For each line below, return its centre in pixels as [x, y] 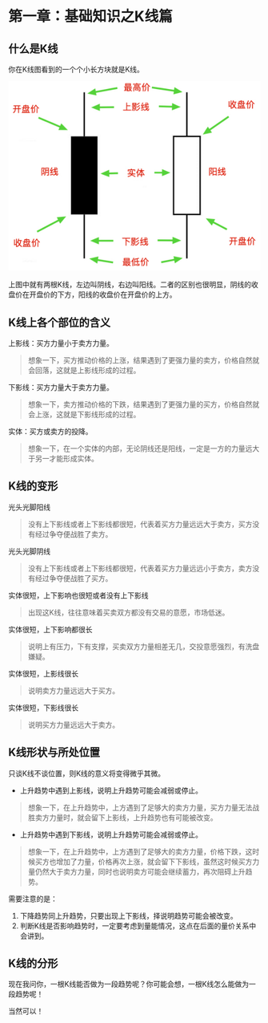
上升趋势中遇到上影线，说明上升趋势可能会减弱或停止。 [111, 790]
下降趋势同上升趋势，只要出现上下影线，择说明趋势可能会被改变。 [128, 915]
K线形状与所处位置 [54, 752]
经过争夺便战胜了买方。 [74, 578]
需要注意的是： [33, 899]
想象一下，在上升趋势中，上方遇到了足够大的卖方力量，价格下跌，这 [140, 851]
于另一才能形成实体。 [63, 459]
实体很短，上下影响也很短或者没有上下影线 [78, 595]
